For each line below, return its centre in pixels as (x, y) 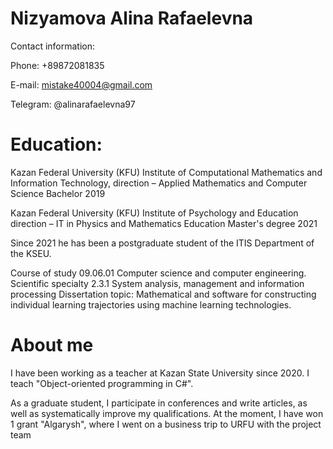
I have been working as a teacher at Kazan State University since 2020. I (160, 373)
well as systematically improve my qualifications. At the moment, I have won (167, 413)
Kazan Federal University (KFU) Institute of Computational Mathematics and (166, 172)
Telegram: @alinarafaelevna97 (73, 104)
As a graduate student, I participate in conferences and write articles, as (159, 403)
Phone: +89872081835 (57, 65)
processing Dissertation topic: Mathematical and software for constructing (163, 294)
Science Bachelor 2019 (58, 193)
